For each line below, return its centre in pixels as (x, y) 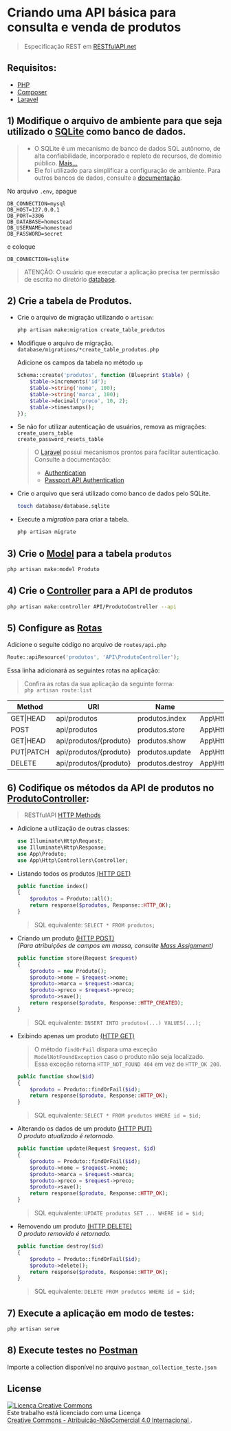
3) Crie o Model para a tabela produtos (90, 554)
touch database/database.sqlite (63, 506)
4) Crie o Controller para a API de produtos (100, 591)
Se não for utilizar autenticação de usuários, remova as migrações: (112, 427)
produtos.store (161, 730)
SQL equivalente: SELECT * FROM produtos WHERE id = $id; (118, 1115)
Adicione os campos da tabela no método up (80, 362)
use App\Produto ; (42, 854)
